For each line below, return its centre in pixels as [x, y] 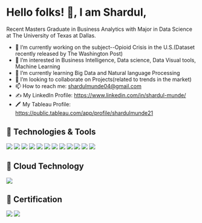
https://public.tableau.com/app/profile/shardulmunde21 [84, 113]
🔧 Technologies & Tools [51, 132]
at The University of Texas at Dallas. [51, 35]
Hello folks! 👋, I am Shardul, [77, 12]
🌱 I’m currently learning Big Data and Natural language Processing [97, 73]
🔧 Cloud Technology [45, 166]
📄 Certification [34, 199]
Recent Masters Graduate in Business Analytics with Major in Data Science [99, 29]
